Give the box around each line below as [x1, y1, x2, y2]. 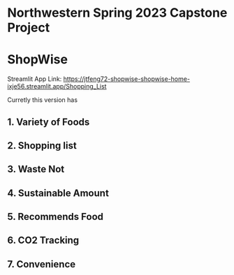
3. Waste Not [7, 163, 65, 175]
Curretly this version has [7, 96, 78, 104]
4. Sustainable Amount [7, 187, 110, 199]
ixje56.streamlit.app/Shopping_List [7, 82, 107, 91]
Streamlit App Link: [7, 75, 62, 83]
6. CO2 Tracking [7, 235, 80, 246]
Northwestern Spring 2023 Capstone [7, 5, 228, 21]
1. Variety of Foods [7, 116, 90, 128]
